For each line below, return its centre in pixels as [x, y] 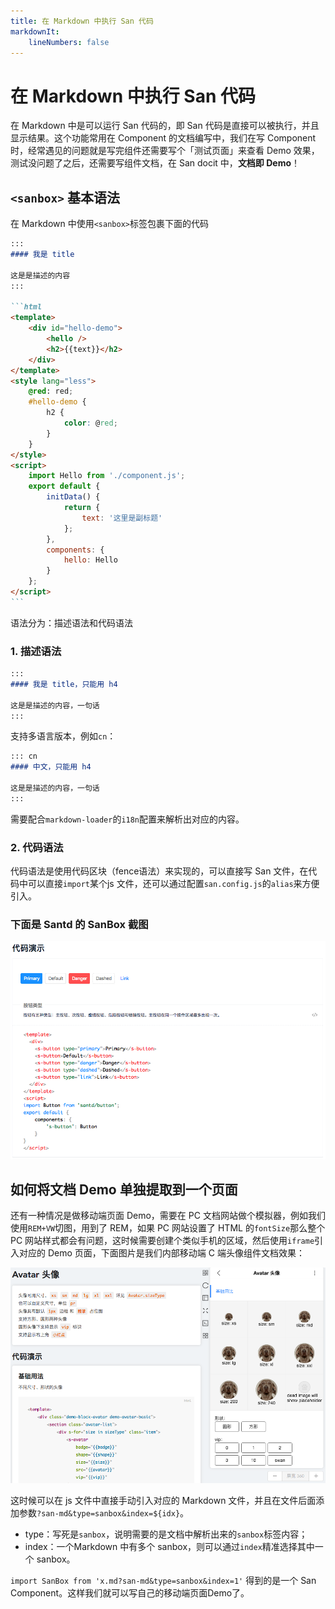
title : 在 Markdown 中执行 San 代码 [82, 21]
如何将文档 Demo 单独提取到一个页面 [124, 1189]
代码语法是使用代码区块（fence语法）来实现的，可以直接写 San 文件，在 [159, 871]
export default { [64, 486]
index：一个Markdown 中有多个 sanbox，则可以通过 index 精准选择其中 [169, 1547]
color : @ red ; [90, 423]
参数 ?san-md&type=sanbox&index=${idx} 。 [104, 1513]
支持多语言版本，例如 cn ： [63, 736]
